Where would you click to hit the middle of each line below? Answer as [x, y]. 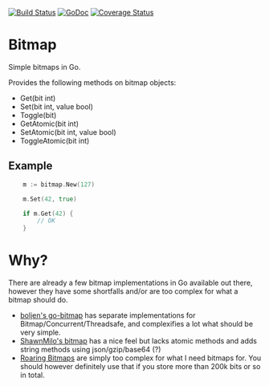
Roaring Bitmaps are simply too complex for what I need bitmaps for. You [141, 358]
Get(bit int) [38, 98]
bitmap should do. [38, 300]
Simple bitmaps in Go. [45, 67]
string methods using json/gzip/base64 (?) [90, 350]
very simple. [41, 332]
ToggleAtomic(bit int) [55, 140]
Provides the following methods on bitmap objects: [92, 82]
